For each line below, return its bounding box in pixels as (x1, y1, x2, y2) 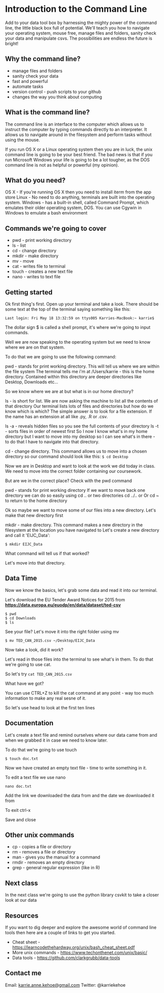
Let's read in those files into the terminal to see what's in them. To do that (5, 656, 153, 662)
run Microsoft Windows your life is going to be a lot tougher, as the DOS (5, 157, 150, 162)
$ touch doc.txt (5, 756, 38, 761)
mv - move (12, 258, 34, 264)
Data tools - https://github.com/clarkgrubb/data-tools (12, 955, 120, 961)
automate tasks (12, 83, 44, 89)
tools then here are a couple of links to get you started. (5, 930, 116, 936)
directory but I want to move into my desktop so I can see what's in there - (5, 433, 155, 439)
